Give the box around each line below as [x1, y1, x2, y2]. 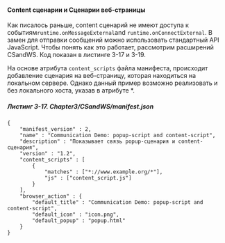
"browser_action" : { [19, 193, 82, 200]
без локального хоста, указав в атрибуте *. [7, 86, 135, 95]
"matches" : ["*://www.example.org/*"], [44, 168, 163, 175]
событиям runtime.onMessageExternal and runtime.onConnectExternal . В [7, 29, 213, 37]
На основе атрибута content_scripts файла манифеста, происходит [7, 64, 208, 72]
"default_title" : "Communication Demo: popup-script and [32, 199, 203, 206]
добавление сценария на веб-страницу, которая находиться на [7, 72, 197, 80]
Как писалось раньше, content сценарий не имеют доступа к [7, 21, 190, 29]
